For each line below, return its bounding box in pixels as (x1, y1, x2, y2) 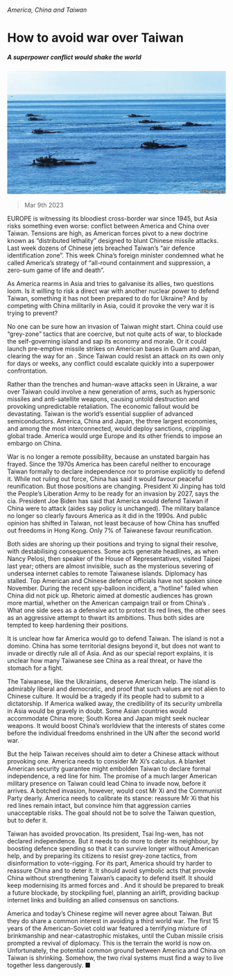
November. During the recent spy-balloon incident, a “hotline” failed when (7, 584, 218, 593)
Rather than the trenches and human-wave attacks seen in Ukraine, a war (7, 380, 218, 389)
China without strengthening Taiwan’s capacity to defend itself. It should (7, 874, 214, 882)
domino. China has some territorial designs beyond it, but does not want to (7, 642, 221, 650)
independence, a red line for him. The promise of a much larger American (7, 772, 217, 780)
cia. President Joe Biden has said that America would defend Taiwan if (7, 497, 209, 505)
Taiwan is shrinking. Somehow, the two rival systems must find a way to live (7, 954, 224, 962)
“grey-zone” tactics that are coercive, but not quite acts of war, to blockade (7, 330, 223, 338)
